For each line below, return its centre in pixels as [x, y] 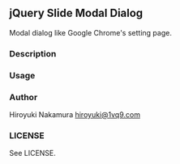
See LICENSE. [32, 153]
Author [24, 97]
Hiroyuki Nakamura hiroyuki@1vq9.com [75, 114]
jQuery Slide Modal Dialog [76, 13]
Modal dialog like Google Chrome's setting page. [91, 32]
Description [33, 53]
